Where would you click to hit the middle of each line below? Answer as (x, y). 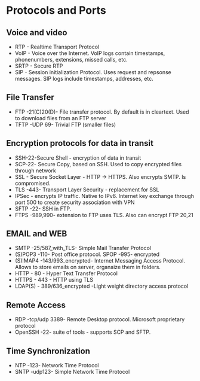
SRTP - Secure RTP (39, 66)
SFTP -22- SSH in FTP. (43, 208)
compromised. (33, 183)
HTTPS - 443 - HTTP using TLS (54, 280)
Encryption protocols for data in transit (80, 143)
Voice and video (37, 33)
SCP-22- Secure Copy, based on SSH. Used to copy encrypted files (98, 164)
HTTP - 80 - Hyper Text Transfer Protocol (66, 273)
